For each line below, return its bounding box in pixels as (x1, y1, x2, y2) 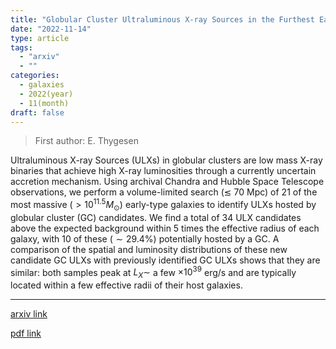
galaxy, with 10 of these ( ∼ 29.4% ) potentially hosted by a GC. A (10, 232, 280, 245)
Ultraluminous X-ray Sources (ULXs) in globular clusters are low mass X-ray (10, 154, 323, 166)
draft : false (10, 107, 65, 118)
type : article (10, 33, 70, 43)
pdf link (10, 327, 42, 340)
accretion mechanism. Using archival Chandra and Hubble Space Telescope (10, 176, 325, 188)
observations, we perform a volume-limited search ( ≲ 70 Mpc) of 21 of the (10, 186, 318, 198)
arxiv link (10, 308, 48, 320)
